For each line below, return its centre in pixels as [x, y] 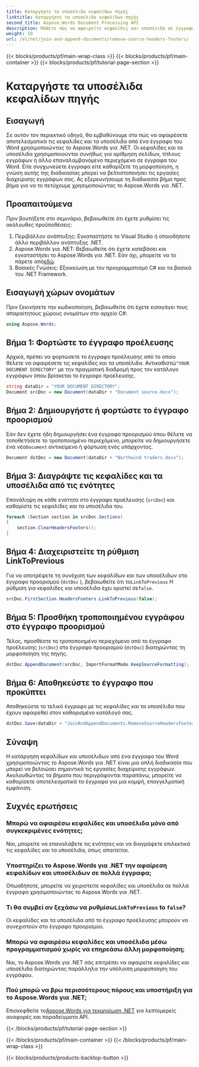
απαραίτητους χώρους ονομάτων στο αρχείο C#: [67, 313]
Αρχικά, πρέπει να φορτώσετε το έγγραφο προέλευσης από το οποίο [91, 357]
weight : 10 [20, 34]
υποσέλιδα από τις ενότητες [61, 485]
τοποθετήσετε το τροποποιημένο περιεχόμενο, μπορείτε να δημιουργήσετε [98, 440]
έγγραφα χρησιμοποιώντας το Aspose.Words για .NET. [74, 892]
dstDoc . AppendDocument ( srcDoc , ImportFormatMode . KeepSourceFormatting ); [98, 664]
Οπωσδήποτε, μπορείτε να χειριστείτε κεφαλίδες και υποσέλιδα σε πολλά [98, 886]
